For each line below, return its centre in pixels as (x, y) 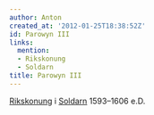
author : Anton (36, 17)
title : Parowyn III (46, 76)
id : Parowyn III (39, 34)
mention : (34, 51)
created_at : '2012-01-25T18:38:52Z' (77, 26)
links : (21, 42)
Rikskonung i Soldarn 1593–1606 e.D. (77, 101)
